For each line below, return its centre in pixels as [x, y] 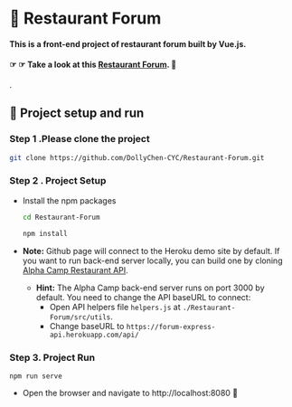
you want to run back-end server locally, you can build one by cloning [152, 260]
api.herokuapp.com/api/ [94, 335]
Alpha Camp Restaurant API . [75, 270]
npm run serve [36, 376]
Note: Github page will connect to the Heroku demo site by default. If [151, 251]
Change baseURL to [87, 326]
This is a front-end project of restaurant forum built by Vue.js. [128, 43]
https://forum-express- [171, 327]
